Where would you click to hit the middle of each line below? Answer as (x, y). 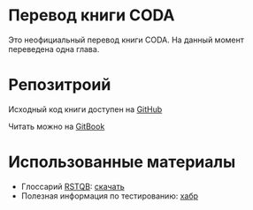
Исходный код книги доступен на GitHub (85, 109)
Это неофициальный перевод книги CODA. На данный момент (126, 40)
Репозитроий (60, 85)
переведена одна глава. (54, 49)
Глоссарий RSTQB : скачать (73, 186)
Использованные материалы (122, 162)
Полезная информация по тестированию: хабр (110, 196)
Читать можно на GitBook (57, 126)
